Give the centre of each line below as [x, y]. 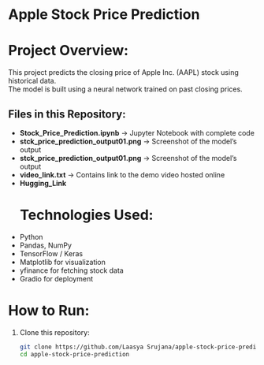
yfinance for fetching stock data [71, 270]
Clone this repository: [54, 332]
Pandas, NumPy [46, 245]
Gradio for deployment [56, 278]
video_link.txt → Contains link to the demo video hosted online [122, 174]
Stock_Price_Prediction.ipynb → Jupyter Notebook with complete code [137, 132]
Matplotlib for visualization [63, 262]
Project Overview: [68, 51]
